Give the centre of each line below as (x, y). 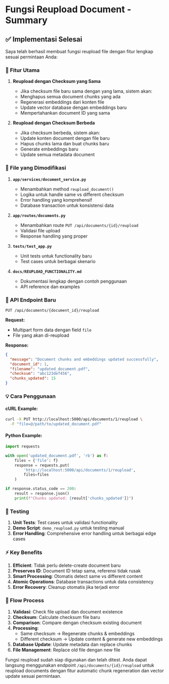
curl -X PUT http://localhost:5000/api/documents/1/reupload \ (74, 419)
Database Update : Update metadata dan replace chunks (72, 644)
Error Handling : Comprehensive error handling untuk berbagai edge (84, 533)
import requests (22, 446)
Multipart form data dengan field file (52, 330)
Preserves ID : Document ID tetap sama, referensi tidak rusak (77, 571)
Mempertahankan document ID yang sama (65, 113)
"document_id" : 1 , (30, 364)
